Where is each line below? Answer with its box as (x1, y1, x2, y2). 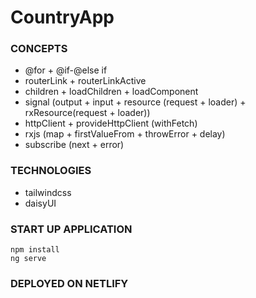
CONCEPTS (10, 42, 68, 56)
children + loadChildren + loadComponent (24, 86, 199, 98)
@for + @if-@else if (24, 64, 108, 76)
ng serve (10, 254, 47, 264)
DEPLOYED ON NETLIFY (10, 277, 129, 290)
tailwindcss (24, 186, 72, 198)
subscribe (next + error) (24, 139, 125, 151)
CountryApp (10, 6, 115, 29)
